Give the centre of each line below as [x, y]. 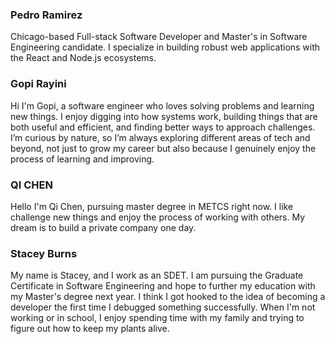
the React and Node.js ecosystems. [83, 58]
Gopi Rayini [38, 84]
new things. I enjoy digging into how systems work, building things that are [164, 116]
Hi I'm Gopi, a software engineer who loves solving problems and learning [162, 105]
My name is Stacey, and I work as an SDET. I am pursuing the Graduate [157, 275]
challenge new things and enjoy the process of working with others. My [158, 217]
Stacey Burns [44, 253]
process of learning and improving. [82, 159]
